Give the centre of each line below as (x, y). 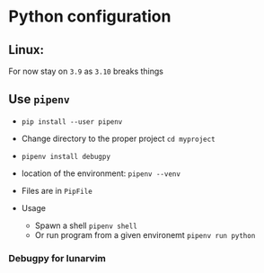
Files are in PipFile (57, 190)
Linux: (26, 50)
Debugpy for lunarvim (57, 258)
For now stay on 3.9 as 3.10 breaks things (86, 71)
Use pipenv (40, 99)
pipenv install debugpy (66, 156)
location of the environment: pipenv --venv (101, 173)
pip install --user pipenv (72, 122)
